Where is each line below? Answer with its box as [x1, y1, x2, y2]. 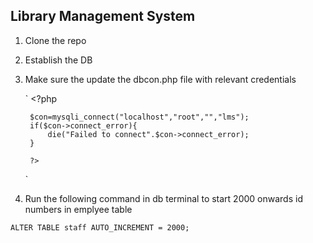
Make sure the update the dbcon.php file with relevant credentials [24, 73, 297, 85]
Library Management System [10, 8, 196, 25]
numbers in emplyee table [24, 203, 133, 215]
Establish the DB [24, 54, 93, 66]
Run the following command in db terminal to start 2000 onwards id [24, 192, 303, 204]
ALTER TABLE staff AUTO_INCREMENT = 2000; [10, 222, 190, 233]
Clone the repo [24, 34, 87, 46]
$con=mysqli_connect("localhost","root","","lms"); [29, 112, 250, 122]
